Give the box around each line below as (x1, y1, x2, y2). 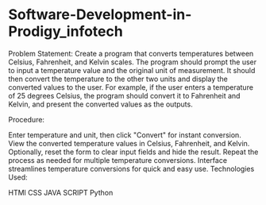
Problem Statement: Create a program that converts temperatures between (8, 48, 254, 58)
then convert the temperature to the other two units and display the (8, 74, 228, 83)
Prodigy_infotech (8, 22, 123, 41)
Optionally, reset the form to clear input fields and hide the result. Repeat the (8, 147, 259, 157)
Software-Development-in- (8, 6, 192, 24)
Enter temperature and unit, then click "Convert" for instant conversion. (8, 130, 242, 140)
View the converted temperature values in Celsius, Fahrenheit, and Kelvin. (8, 138, 250, 148)
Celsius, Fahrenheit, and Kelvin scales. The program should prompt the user (8, 57, 256, 67)
